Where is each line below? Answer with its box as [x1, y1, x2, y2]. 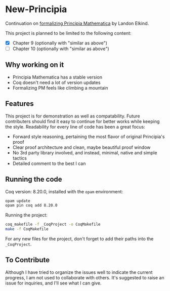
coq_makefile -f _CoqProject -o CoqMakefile [5, 222, 101, 227]
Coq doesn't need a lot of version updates [12, 79, 101, 86]
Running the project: [5, 212, 48, 218]
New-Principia [5, 4, 67, 15]
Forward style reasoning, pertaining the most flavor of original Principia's [12, 133, 165, 140]
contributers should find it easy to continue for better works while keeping [5, 118, 160, 124]
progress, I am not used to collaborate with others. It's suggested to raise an [5, 274, 164, 280]
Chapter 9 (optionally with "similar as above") [12, 39, 108, 46]
